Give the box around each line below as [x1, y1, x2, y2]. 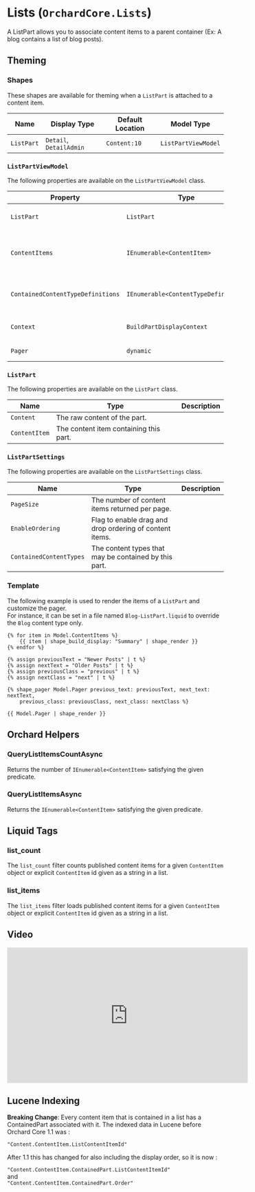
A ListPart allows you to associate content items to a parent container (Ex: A [7, 28, 222, 36]
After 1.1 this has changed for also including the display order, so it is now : [7, 1153, 218, 1162]
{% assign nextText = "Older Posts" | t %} [7, 662, 134, 669]
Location [115, 123, 145, 133]
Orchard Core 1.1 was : [7, 1128, 71, 1136]
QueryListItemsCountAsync [7, 750, 103, 759]
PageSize [10, 500, 39, 508]
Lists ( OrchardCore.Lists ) [7, 5, 153, 21]
